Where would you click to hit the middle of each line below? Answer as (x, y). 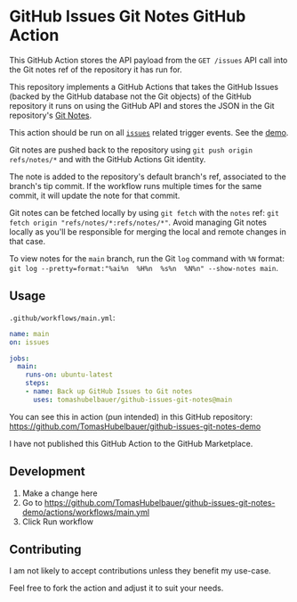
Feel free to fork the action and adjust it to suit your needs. (116, 588)
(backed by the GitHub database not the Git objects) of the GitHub (130, 96)
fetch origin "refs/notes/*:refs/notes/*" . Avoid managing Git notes (138, 222)
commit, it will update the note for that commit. (95, 195)
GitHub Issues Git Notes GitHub (128, 16)
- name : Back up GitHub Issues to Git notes (109, 392)
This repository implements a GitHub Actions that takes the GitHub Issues (144, 87)
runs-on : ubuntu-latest (69, 375)
